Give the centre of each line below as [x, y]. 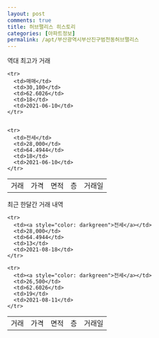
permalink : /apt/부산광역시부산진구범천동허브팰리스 [73, 40]
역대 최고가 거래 [29, 61]
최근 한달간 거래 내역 [35, 205]
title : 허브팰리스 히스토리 [41, 27]
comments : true [29, 20]
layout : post [26, 14]
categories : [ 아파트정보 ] [41, 33]
